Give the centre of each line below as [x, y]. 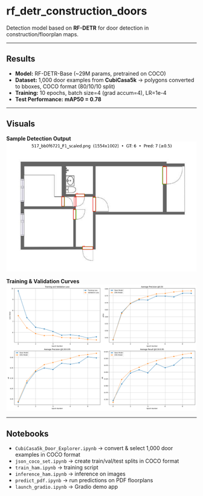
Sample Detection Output [39, 138]
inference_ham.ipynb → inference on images [70, 474]
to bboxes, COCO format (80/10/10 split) [65, 86]
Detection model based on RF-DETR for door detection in [78, 28]
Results [21, 59]
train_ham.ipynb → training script [56, 468]
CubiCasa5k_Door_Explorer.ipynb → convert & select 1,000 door [94, 448]
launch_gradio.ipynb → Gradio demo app [66, 487]
